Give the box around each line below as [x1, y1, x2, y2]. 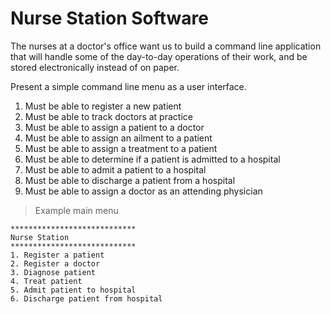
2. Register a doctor [10, 258, 101, 269]
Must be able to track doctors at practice [24, 110, 193, 122]
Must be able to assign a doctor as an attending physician [24, 185, 263, 197]
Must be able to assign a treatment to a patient [24, 142, 218, 154]
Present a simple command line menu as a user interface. [10, 80, 247, 92]
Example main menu [34, 204, 119, 216]
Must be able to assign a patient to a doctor [24, 121, 205, 133]
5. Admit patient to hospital [10, 285, 137, 295]
